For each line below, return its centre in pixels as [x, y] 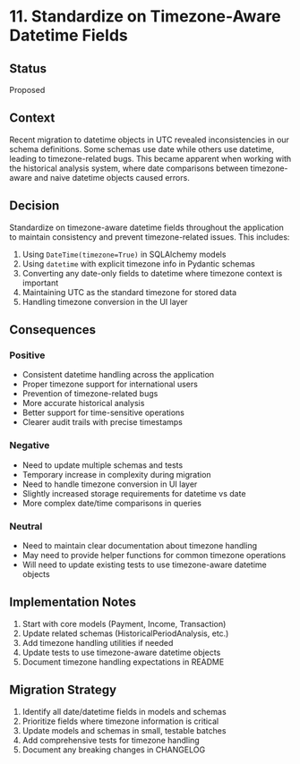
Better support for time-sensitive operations [103, 412]
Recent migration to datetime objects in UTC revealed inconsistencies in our [149, 140]
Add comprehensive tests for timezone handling [111, 740]
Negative [30, 446]
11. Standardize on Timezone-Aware [145, 17]
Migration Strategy [63, 690]
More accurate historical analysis [83, 403]
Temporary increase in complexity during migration [117, 474]
